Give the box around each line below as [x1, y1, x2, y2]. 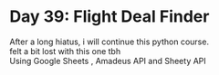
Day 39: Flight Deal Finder [9, 6, 210, 27]
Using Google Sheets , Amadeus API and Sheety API [9, 55, 207, 66]
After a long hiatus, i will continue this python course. [9, 36, 210, 47]
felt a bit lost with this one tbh [9, 45, 121, 56]
